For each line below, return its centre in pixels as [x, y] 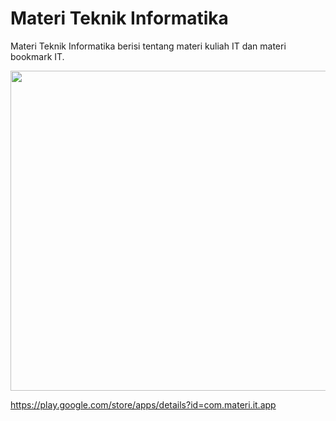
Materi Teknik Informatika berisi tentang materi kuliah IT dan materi [148, 46]
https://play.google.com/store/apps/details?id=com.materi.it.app [143, 404]
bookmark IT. [37, 56]
